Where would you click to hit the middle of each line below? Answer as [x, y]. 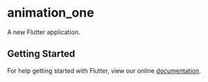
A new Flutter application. [44, 32]
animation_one [51, 13]
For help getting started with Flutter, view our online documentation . [104, 70]
